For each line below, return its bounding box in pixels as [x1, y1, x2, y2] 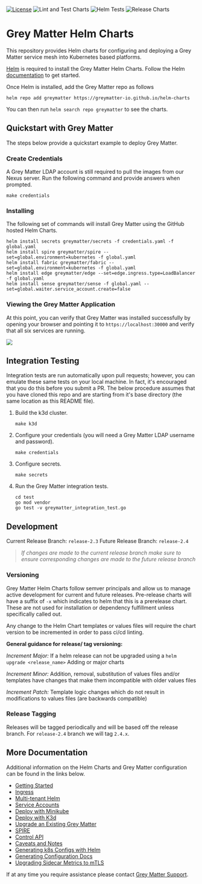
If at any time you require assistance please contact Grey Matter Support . [6, 871, 189, 878]
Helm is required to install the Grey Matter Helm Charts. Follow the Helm [6, 65, 185, 72]
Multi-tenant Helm [14, 794, 60, 802]
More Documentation [6, 748, 88, 758]
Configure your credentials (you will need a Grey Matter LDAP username [14, 432, 195, 439]
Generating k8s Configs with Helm [14, 846, 101, 853]
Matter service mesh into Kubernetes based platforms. [6, 53, 142, 61]
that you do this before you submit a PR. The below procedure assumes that [6, 384, 195, 392]
